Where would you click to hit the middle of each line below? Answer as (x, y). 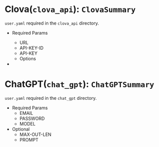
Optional (21, 129)
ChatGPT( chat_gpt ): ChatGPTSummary (79, 84)
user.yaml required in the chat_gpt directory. (51, 98)
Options (28, 58)
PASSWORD (32, 118)
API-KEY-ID (31, 48)
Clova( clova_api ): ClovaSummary (70, 9)
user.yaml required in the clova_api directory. (52, 23)
